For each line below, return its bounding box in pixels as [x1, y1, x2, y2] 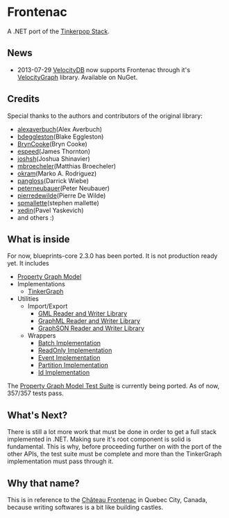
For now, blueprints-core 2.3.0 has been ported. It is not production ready [7, 252, 218, 260]
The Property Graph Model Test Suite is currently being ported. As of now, [7, 382, 220, 390]
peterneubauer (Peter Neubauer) [17, 184, 110, 192]
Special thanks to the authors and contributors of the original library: [7, 112, 203, 120]
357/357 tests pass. [7, 389, 64, 397]
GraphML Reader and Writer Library [37, 317, 141, 325]
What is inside [7, 233, 71, 245]
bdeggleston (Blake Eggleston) [17, 132, 104, 141]
